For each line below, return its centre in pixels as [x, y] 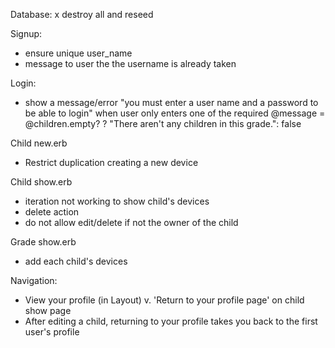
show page [48, 310]
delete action [52, 212]
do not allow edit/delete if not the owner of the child [131, 222]
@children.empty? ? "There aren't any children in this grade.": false [163, 123]
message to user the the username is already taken [130, 63]
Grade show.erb [43, 242]
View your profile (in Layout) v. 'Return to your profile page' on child [164, 300]
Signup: [26, 33]
